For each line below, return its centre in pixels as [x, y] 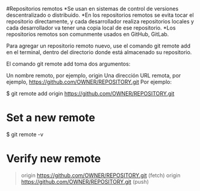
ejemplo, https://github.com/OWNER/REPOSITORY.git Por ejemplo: [89, 82]
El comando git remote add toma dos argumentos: [68, 64]
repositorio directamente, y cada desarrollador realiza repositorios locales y [100, 21]
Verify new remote [54, 159]
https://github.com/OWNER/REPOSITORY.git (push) [85, 181]
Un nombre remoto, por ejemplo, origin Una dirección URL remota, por [94, 75]
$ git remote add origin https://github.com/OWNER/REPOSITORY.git [90, 93]
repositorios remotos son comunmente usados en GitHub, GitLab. [88, 34]
